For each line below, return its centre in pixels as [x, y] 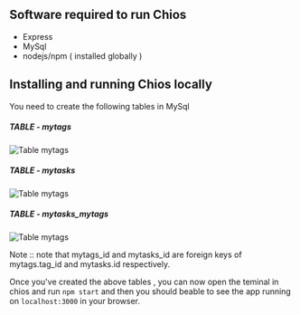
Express [37, 36]
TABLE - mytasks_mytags [59, 214]
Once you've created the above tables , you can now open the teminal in [144, 282]
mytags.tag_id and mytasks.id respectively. [89, 264]
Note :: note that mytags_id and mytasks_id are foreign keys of [126, 254]
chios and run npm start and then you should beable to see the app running [150, 291]
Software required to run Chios [98, 15]
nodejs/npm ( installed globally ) [82, 56]
